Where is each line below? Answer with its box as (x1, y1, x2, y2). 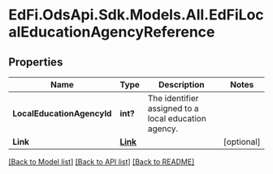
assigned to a (147, 103, 199, 114)
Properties (8, 55, 63, 69)
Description (158, 79, 205, 90)
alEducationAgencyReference (8, 23, 215, 41)
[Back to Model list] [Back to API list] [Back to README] (8, 157, 195, 167)
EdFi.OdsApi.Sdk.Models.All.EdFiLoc (8, 6, 264, 24)
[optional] (223, 136, 261, 147)
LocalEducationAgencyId (12, 108, 112, 119)
